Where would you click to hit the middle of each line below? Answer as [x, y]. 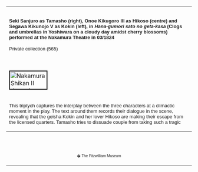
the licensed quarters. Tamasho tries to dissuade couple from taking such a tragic [95, 122]
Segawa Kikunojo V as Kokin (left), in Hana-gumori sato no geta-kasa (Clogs [96, 26]
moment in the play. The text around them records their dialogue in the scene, [91, 111]
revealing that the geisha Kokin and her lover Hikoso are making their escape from [96, 117]
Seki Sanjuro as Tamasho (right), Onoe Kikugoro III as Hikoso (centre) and [93, 21]
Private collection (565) [34, 48]
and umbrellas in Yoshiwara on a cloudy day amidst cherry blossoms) [88, 32]
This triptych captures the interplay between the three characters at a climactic [92, 105]
